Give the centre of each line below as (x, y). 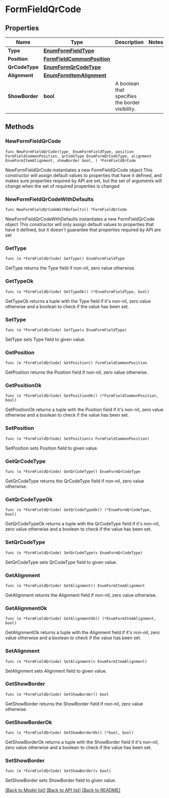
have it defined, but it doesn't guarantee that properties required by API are (83, 230)
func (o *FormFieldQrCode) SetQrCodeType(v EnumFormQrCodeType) (74, 553)
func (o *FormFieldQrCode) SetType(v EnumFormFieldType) (66, 330)
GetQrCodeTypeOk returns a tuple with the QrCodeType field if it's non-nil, (82, 524)
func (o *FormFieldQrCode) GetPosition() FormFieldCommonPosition (76, 363)
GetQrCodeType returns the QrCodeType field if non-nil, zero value (75, 481)
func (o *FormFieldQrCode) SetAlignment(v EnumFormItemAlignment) (76, 661)
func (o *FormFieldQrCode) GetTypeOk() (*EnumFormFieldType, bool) (77, 292)
